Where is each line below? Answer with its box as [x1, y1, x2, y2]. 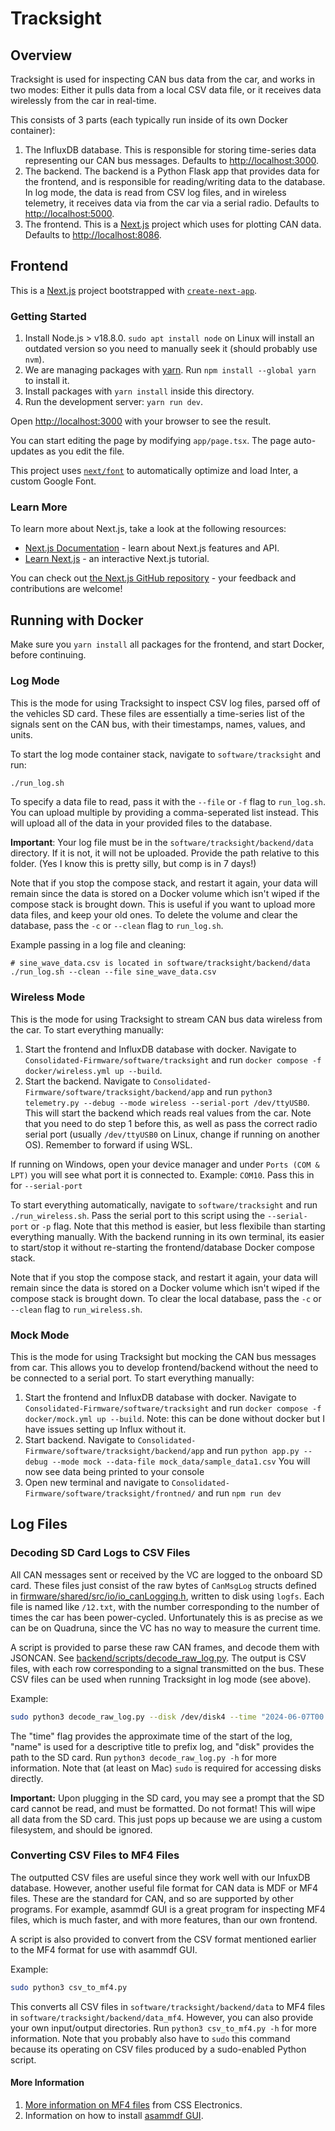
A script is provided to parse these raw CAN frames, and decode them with [10, 1641, 320, 1653]
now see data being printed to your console [24, 1465, 205, 1477]
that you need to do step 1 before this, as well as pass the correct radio [24, 1117, 318, 1129]
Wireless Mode [10, 990, 86, 1004]
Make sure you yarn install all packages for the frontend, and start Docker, [10, 638, 325, 651]
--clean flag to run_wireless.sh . [10, 1303, 143, 1315]
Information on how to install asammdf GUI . [24, 2109, 204, 2121]
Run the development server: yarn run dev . [24, 396, 204, 408]
